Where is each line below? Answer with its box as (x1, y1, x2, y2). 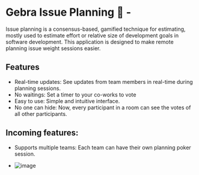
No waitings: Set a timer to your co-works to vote (14, 91, 136, 98)
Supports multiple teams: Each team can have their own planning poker (14, 144, 192, 151)
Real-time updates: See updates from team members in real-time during (14, 78, 193, 85)
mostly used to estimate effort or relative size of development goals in (5, 31, 179, 39)
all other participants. (14, 110, 67, 117)
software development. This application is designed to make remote (5, 38, 174, 45)
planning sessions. (14, 84, 61, 92)
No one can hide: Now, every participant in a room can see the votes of (14, 104, 191, 111)
